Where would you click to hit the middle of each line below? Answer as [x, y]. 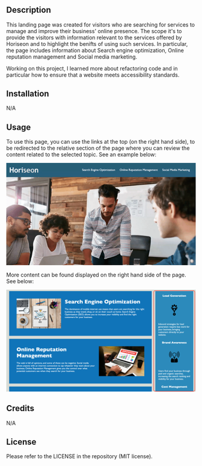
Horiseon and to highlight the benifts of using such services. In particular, [97, 43]
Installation [28, 94]
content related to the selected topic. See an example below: [81, 155]
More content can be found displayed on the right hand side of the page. [96, 275]
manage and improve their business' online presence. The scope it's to [94, 31]
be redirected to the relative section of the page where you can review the [98, 148]
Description [29, 10]
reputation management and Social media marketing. [72, 57]
